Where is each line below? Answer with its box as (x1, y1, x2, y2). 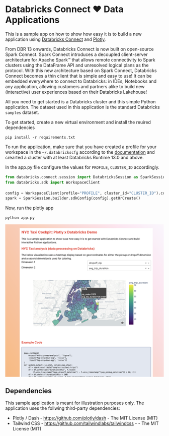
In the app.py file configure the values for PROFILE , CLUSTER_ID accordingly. (5, 164, 160, 170)
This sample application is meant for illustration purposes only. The (5, 400, 144, 406)
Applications (5, 14, 60, 26)
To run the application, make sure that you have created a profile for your (5, 144, 157, 150)
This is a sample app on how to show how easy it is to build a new (5, 31, 142, 37)
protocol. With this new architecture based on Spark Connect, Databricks (5, 67, 157, 74)
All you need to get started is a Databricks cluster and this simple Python (5, 98, 156, 104)
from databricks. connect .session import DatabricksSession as (5, 174, 138, 179)
